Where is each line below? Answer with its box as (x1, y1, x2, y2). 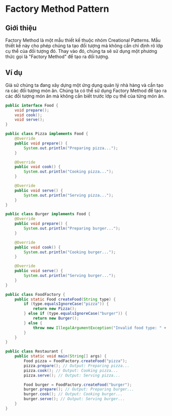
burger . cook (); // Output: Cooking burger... (24, 391, 123, 397)
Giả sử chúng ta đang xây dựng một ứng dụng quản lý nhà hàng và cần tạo (5, 82, 164, 88)
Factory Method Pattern (5, 3, 109, 15)
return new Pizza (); (32, 306, 77, 311)
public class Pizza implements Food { (5, 131, 88, 137)
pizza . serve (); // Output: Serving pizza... (24, 373, 121, 378)
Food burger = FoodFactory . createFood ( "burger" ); (24, 382, 132, 387)
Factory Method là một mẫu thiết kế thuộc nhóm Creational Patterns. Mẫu (5, 37, 161, 43)
